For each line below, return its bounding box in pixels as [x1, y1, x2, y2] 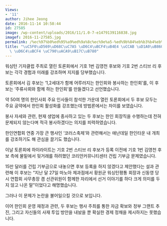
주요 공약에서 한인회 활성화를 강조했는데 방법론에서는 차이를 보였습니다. [5, 103, 143, 109]
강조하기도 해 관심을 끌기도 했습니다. [10, 136, 81, 142]
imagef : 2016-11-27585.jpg [5, 35, 61, 40]
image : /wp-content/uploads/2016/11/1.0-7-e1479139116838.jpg [5, 30, 137, 35]
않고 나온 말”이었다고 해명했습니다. [10, 182, 78, 188]
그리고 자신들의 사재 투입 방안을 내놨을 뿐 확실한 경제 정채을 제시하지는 [11, 209, 148, 215]
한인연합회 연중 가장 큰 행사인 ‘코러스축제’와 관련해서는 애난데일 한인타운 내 [5, 130, 151, 136]
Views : [5, 7, 19, 12]
